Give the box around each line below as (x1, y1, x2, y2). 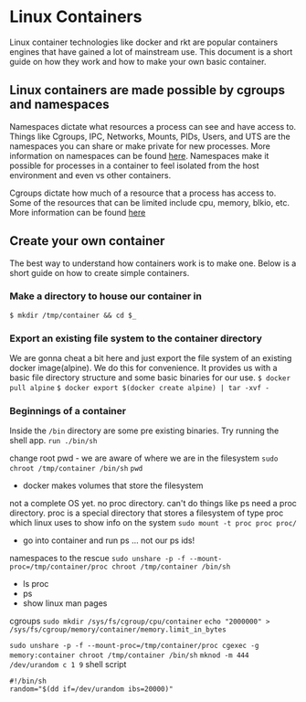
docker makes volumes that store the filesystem (22, 480, 204, 491)
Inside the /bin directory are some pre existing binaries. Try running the (9, 425, 280, 436)
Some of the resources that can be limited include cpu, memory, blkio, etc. (9, 197, 290, 207)
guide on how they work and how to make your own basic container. (9, 56, 267, 67)
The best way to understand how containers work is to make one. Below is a (9, 258, 297, 269)
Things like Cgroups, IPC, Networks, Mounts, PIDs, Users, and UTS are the (9, 131, 290, 142)
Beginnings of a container (9, 405, 126, 418)
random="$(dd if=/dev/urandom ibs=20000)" (9, 685, 174, 694)
